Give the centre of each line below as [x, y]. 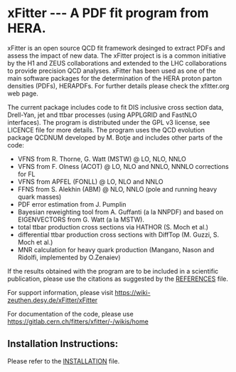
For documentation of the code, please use [70, 314]
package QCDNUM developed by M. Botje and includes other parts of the [115, 138]
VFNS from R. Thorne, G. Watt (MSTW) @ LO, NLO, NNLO [102, 159]
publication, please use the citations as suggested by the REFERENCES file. [118, 279]
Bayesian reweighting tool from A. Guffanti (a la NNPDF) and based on [120, 212]
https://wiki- [133, 292]
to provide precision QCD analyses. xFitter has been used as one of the [112, 71]
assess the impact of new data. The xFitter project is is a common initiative [117, 56]
